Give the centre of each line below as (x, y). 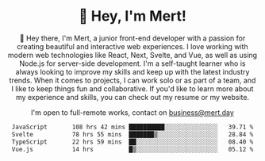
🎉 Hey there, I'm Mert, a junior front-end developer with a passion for (132, 38)
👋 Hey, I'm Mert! (132, 16)
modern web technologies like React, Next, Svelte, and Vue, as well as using (132, 55)
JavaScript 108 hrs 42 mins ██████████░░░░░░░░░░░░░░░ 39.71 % (132, 127)
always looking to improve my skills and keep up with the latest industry (132, 71)
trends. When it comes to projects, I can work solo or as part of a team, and (132, 80)
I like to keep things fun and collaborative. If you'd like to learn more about (132, 88)
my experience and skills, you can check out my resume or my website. (132, 97)
